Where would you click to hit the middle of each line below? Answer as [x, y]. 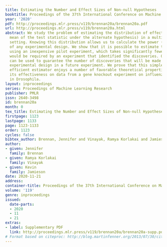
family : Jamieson [28, 172]
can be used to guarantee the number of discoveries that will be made [85, 61]
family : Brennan [26, 153]
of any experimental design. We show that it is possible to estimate [84, 47]
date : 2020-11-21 [23, 177]
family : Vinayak [26, 162]
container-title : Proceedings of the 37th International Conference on [81, 186]
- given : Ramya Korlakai [31, 158]
